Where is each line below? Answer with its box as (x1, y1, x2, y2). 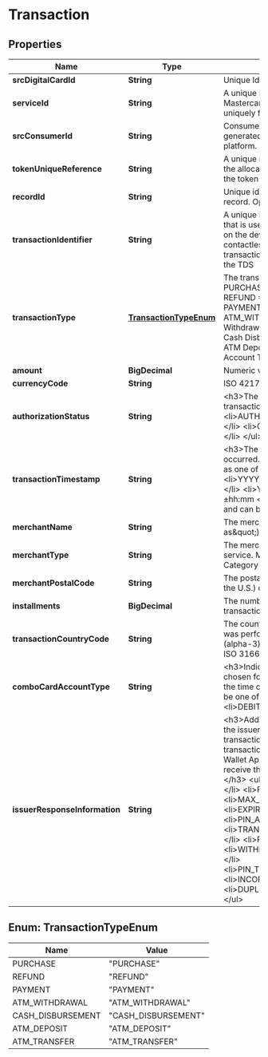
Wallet (223, 754, 247, 765)
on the (223, 229, 247, 240)
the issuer (223, 724, 261, 735)
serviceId (12, 97, 49, 109)
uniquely (223, 108, 256, 118)
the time (223, 681, 254, 692)
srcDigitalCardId (12, 74, 76, 85)
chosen (223, 671, 251, 682)
